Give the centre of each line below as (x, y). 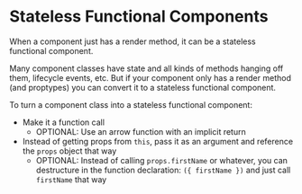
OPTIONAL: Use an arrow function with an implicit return (141, 131)
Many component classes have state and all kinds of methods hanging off (146, 68)
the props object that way (69, 151)
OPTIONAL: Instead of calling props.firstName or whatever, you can (162, 160)
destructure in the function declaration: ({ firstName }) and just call (163, 170)
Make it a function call (64, 122)
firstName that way (71, 179)
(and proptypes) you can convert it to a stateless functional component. (143, 87)
